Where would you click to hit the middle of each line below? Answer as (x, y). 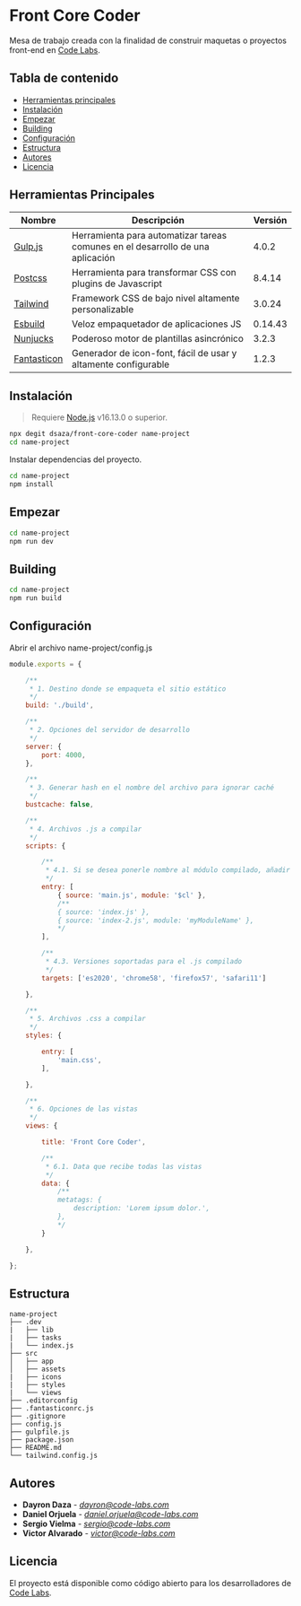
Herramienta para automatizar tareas (149, 235)
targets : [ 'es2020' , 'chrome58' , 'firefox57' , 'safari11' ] (154, 978)
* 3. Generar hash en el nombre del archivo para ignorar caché (152, 788)
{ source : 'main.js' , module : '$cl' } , (131, 895)
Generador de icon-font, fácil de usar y (154, 353)
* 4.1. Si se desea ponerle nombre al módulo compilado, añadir (168, 870)
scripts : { (46, 846)
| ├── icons (36, 1377)
